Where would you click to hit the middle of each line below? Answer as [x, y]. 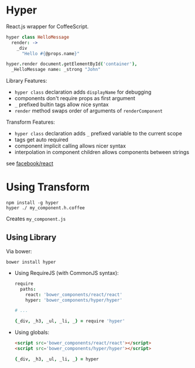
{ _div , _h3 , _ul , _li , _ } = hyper [57, 359]
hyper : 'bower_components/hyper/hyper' [74, 300]
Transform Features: [31, 122]
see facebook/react [30, 163]
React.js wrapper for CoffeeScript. [47, 26]
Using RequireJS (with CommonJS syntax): [66, 272]
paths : [28, 289]
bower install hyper [31, 262]
